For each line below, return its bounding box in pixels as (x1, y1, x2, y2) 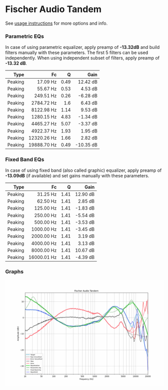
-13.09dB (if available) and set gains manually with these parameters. (5, 173, 149, 179)
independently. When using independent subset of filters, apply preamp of (5, 55, 160, 61)
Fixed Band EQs (5, 156, 44, 163)
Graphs (5, 268, 24, 275)
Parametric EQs (5, 33, 44, 40)
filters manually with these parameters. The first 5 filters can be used (5, 49, 148, 56)
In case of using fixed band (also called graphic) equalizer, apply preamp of (5, 167, 162, 173)
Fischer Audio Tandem (5, 4, 102, 15)
